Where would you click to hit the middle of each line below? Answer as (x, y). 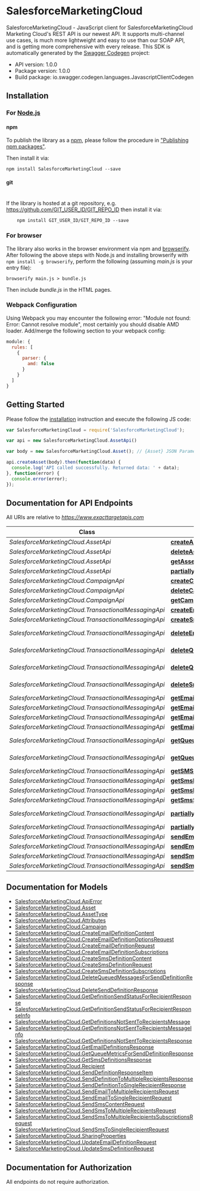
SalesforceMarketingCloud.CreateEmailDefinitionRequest (85, 946)
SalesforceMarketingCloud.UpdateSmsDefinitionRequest (84, 1149)
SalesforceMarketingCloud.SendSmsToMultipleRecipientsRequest (96, 1110)
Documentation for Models (57, 887)
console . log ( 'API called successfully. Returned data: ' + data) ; (96, 468)
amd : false (41, 364)
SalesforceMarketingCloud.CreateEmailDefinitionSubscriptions (91, 952)
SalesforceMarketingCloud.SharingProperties (71, 1136)
